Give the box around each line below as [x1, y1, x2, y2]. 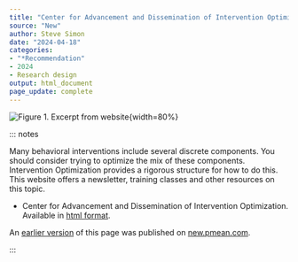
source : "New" [9, 21, 62, 30]
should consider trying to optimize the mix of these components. [9, 155, 246, 166]
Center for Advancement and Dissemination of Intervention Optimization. [21, 200, 289, 211]
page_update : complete [9, 87, 93, 96]
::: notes [9, 128, 39, 139]
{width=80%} [128, 112, 179, 122]
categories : [9, 46, 53, 55]
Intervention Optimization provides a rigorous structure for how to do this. [9, 165, 278, 175]
